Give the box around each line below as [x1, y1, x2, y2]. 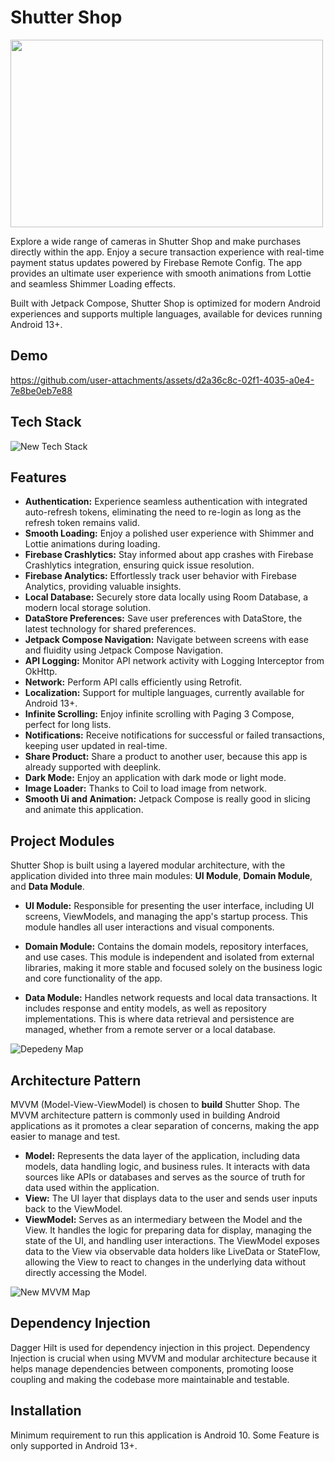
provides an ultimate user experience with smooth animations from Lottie [10, 267, 312, 279]
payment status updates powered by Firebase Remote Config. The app [10, 256, 303, 268]
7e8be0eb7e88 [10, 384, 73, 396]
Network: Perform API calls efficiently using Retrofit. [24, 676, 243, 688]
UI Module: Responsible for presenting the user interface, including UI [24, 900, 315, 912]
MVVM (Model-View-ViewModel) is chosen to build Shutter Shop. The [10, 1099, 300, 1110]
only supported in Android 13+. [10, 1439, 138, 1451]
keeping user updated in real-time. [24, 740, 168, 752]
